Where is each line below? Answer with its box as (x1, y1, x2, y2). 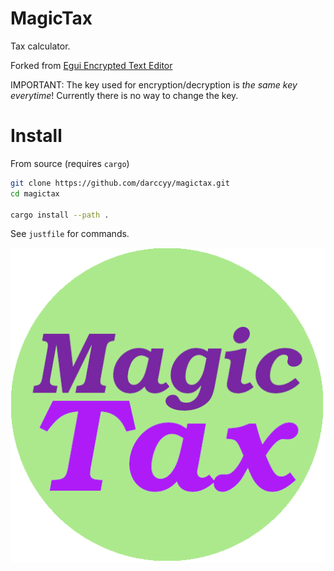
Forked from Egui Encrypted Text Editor (10, 59, 173, 71)
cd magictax (10, 188, 60, 199)
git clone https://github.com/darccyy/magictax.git (10, 178, 230, 188)
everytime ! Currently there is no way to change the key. (10, 89, 239, 101)
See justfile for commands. (10, 228, 130, 240)
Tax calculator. (10, 40, 71, 52)
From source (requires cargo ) (10, 157, 130, 169)
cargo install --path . (10, 210, 110, 220)
